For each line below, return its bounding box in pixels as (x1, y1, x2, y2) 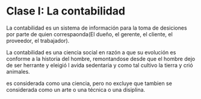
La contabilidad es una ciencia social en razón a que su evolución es (6, 48, 176, 56)
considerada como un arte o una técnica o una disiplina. (6, 86, 146, 93)
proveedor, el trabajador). (6, 37, 70, 44)
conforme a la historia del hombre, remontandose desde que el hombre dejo (6, 55, 196, 62)
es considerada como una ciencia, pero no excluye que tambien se (6, 80, 173, 87)
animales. (6, 68, 30, 75)
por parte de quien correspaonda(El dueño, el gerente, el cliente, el (6, 30, 173, 37)
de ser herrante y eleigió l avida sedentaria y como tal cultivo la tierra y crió (6, 62, 194, 69)
